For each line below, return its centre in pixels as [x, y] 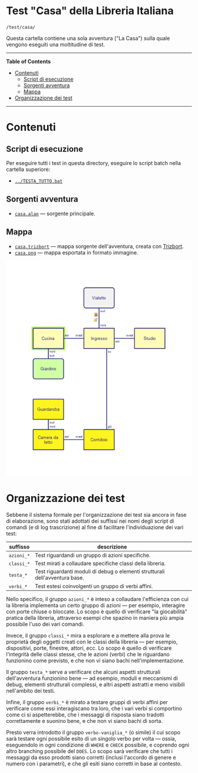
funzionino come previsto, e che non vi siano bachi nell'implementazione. [95, 660]
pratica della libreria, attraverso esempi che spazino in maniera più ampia [95, 618]
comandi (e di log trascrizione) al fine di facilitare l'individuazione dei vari [95, 527]
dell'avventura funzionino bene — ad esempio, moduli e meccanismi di [92, 678]
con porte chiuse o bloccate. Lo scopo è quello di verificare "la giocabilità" [97, 612]
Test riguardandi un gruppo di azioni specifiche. [93, 555]
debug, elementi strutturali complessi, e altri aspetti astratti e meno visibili [95, 685]
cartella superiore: [28, 169]
